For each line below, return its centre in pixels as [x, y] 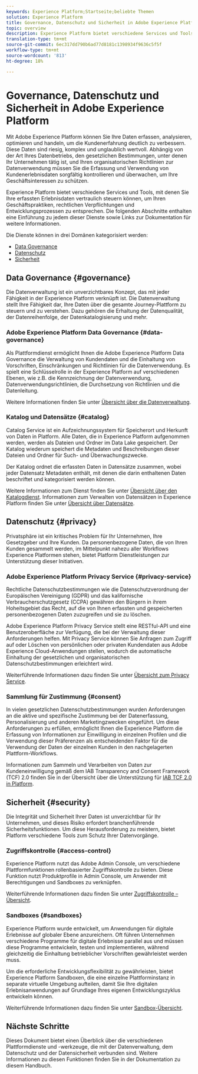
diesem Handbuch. [29, 1066]
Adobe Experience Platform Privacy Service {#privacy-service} [99, 576]
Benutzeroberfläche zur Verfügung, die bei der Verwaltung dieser [86, 632]
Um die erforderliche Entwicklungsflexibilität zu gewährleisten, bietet [90, 971]
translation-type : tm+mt [37, 39]
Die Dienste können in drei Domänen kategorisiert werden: [77, 235]
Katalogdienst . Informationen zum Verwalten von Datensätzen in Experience [99, 497]
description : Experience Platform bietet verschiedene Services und [92, 34]
